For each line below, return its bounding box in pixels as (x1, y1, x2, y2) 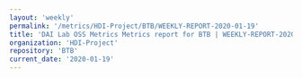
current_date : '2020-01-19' (9, 55, 115, 64)
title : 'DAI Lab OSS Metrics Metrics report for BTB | (9, 30, 219, 39)
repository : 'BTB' (9, 47, 78, 56)
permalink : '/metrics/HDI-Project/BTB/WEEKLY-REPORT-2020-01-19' (9, 22, 259, 30)
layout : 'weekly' (9, 13, 75, 22)
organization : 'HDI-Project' (9, 38, 119, 48)
